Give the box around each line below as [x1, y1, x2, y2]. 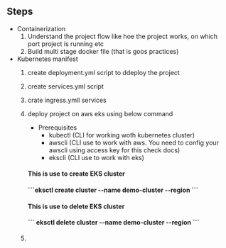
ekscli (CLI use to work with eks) [48, 153, 145, 162]
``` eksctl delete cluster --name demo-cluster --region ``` [27, 218, 200, 227]
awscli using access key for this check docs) [48, 145, 181, 154]
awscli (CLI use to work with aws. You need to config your [48, 138, 220, 147]
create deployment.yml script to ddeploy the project [27, 68, 181, 77]
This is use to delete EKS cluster [27, 202, 125, 210]
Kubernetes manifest [16, 55, 79, 63]
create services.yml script [27, 81, 104, 91]
